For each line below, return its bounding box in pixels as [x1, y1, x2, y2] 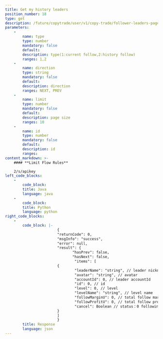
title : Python [22, 205, 51, 210]
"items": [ [74, 259, 97, 264]
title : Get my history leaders [5, 7, 68, 12]
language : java [22, 191, 53, 196]
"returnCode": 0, [57, 232, 92, 237]
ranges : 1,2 [22, 57, 47, 62]
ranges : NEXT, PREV [22, 88, 62, 93]
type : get [5, 16, 25, 21]
